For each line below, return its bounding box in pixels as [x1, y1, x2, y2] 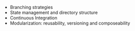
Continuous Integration [9, 15, 57, 20]
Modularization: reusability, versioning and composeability [9, 20, 130, 26]
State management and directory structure [9, 9, 98, 15]
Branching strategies [9, 4, 53, 10]
